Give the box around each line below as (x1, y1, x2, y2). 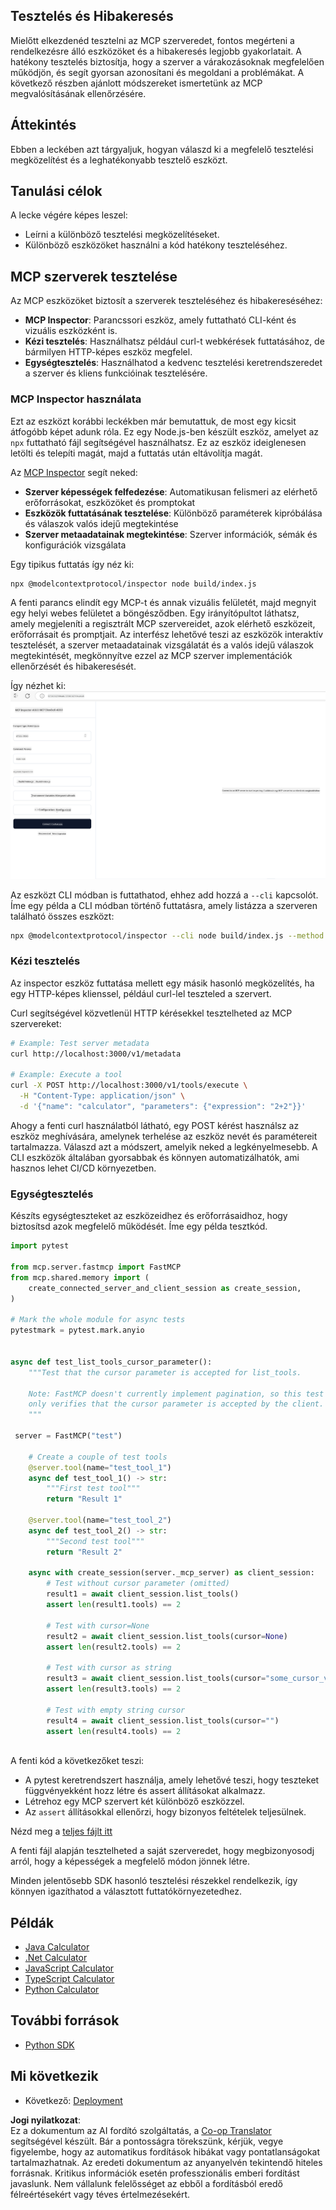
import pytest (10, 1241, 70, 1251)
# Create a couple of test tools (28, 1452, 168, 1462)
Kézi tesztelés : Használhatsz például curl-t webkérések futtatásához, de (24, 335, 325, 348)
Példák (10, 1914, 55, 1931)
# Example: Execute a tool (10, 1070, 123, 1080)
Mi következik (10, 2068, 99, 2085)
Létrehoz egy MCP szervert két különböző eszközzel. (24, 1795, 245, 1808)
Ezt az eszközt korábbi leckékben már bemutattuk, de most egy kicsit (10, 415, 297, 427)
